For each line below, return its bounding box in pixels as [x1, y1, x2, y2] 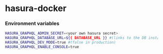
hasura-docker [5, 3, 67, 14]
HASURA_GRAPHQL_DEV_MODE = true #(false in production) [5, 40, 116, 45]
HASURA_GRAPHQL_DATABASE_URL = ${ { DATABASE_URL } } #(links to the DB [5, 36, 147, 40]
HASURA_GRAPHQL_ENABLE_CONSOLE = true [5, 44, 79, 50]
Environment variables [5, 20, 60, 27]
